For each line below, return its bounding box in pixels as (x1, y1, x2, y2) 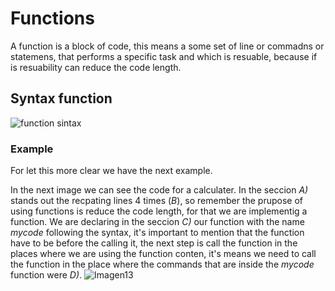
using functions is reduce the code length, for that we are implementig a (10, 205, 308, 217)
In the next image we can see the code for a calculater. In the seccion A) (10, 184, 309, 196)
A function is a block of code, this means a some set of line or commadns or (10, 40, 325, 52)
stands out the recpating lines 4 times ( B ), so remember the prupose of (10, 195, 304, 207)
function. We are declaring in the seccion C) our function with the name (10, 216, 305, 228)
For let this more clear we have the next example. (10, 165, 213, 177)
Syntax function (10, 90, 113, 107)
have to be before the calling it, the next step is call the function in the (10, 237, 298, 249)
